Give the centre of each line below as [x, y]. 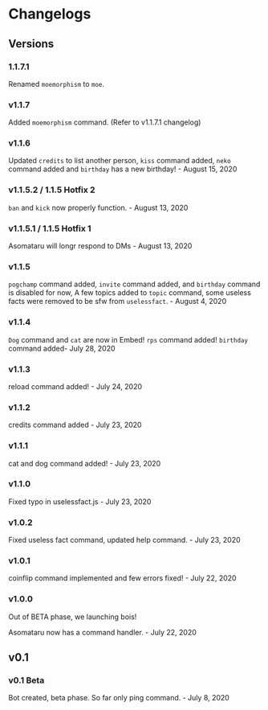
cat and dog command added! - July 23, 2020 [85, 463]
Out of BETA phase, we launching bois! [73, 617]
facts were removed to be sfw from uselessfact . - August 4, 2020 [118, 302]
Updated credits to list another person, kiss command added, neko [120, 161]
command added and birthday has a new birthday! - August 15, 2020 [123, 169]
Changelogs [50, 14]
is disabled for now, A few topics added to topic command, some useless [130, 293]
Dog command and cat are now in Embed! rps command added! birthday [128, 339]
